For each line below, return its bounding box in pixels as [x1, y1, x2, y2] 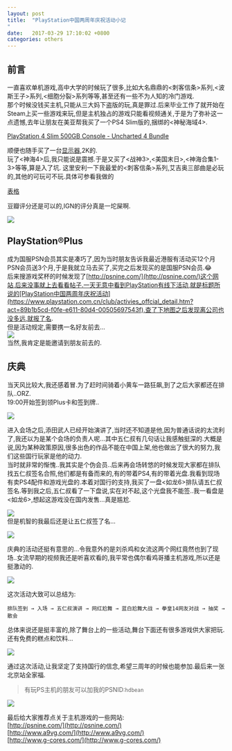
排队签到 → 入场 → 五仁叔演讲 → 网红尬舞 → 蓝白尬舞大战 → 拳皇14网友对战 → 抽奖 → [7, 605, 225, 612]
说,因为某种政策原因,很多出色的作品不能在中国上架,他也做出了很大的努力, [7, 443, 215, 452]
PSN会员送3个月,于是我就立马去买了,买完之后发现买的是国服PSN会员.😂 [7, 263, 213, 272]
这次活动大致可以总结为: [7, 590, 76, 598]
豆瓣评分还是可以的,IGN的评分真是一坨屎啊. [7, 201, 131, 210]
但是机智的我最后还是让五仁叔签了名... [7, 517, 116, 525]
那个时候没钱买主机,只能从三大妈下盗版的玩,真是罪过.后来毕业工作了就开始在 [7, 100, 225, 108]
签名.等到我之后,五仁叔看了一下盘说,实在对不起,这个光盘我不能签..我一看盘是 [7, 486, 224, 495]
